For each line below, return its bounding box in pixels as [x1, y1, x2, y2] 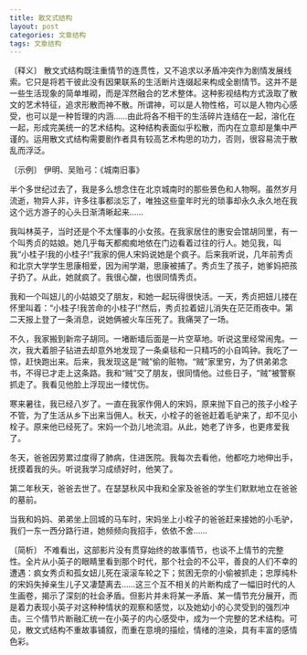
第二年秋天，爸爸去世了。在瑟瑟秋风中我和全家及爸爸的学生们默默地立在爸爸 [9, 483, 298, 494]
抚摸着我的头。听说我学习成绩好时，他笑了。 [9, 463, 178, 475]
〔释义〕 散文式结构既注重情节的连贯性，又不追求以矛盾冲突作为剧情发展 [9, 65, 284, 76]
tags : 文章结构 [9, 38, 62, 48]
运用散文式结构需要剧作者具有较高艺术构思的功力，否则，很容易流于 [33, 133, 290, 144]
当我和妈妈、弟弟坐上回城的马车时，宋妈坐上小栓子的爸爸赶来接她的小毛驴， [9, 513, 298, 525]
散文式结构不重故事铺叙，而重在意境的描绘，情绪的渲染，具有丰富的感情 [25, 625, 298, 636]
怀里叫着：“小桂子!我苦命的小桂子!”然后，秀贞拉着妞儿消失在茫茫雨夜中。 [9, 302, 286, 313]
